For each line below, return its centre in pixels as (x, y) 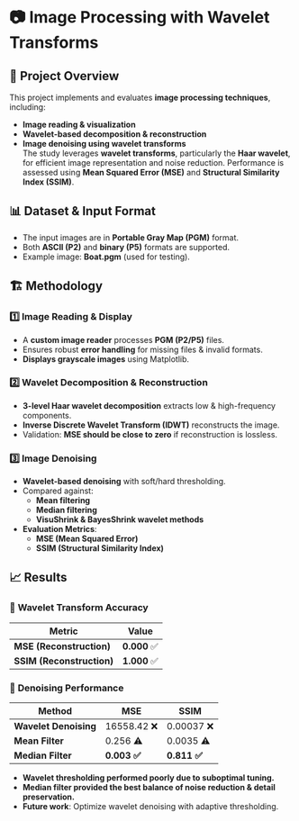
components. (47, 415)
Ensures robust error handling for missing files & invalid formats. (142, 349)
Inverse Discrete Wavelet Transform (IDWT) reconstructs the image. (151, 425)
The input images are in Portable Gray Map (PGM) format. (131, 237)
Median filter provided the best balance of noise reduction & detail (149, 788)
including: (28, 107)
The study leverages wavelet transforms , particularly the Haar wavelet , (156, 153)
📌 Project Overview (64, 76)
